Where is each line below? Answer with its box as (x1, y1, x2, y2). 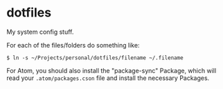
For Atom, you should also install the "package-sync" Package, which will (6, 66, 217, 75)
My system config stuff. (6, 28, 74, 36)
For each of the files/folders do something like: (6, 41, 140, 49)
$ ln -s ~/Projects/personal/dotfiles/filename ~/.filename (6, 54, 184, 61)
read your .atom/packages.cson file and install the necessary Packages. (6, 74, 210, 82)
